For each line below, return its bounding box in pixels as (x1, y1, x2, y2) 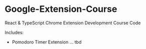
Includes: (5, 29, 24, 35)
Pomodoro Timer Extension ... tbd (12, 39, 82, 45)
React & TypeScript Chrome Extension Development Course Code (5, 20, 141, 26)
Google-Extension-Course (5, 3, 117, 15)
